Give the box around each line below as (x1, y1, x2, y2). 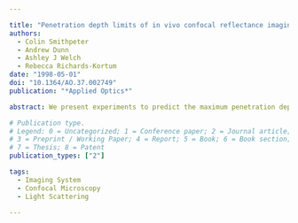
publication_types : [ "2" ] (9, 151, 105, 160)
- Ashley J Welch (17, 54, 82, 63)
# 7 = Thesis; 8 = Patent (9, 143, 105, 152)
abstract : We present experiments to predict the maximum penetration (9, 103, 276, 111)
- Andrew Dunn (17, 45, 69, 54)
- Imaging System (17, 175, 82, 184)
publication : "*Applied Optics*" (9, 86, 133, 96)
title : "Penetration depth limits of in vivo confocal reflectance (9, 20, 264, 29)
